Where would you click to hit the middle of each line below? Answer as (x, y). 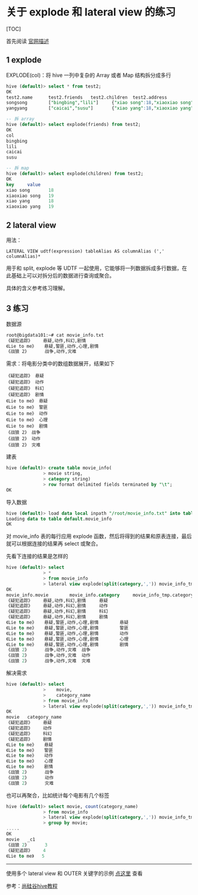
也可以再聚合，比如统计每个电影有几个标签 (58, 795)
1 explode (24, 60)
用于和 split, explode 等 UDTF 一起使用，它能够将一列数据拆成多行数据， (94, 268)
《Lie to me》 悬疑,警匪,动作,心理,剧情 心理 (67, 639)
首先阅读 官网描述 (27, 41)
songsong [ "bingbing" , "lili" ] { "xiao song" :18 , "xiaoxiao (92, 103)
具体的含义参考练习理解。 (37, 288)
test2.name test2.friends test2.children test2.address (87, 97)
